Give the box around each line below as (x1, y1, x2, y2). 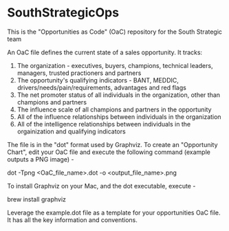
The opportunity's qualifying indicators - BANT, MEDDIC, (17, 76, 179, 84)
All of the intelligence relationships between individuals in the (17, 120, 191, 128)
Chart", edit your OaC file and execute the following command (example (7, 148, 211, 156)
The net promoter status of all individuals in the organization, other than (17, 91, 221, 99)
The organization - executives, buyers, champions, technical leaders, (17, 61, 213, 69)
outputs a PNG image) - (7, 155, 74, 163)
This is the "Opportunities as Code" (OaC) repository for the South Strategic (7, 27, 222, 36)
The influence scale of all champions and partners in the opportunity (17, 105, 212, 113)
